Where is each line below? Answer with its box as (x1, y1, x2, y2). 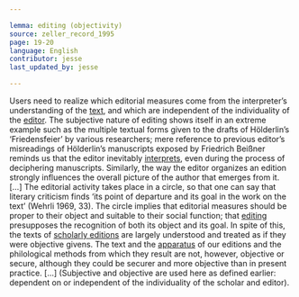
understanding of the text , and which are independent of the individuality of (9, 105, 290, 115)
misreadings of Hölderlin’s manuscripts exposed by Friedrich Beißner (9, 143, 266, 154)
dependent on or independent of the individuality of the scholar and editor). (9, 277, 290, 288)
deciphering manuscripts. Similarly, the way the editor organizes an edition (9, 163, 286, 173)
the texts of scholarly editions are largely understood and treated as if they (9, 229, 286, 239)
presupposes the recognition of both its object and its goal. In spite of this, (9, 220, 285, 230)
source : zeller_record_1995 (9, 29, 115, 39)
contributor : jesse (9, 55, 83, 64)
